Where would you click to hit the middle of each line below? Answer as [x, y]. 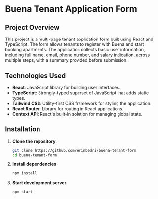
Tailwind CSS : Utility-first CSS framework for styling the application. [82, 103]
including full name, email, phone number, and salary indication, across [78, 55]
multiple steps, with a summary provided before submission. [66, 60]
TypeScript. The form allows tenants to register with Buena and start [75, 44]
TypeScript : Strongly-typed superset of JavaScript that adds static [80, 93]
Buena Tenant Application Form [71, 9]
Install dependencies [34, 164]
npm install [24, 173]
